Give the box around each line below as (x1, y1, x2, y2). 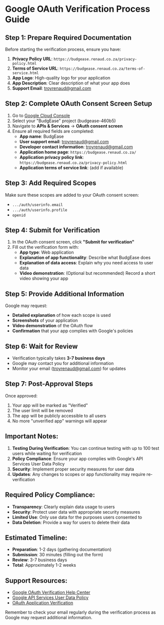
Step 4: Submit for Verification (5, 226, 100, 234)
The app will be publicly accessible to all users (12, 413, 106, 418)
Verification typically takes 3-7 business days (12, 355, 105, 361)
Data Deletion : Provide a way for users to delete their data (12, 519, 130, 525)
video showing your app (19, 276, 69, 282)
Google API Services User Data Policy (12, 595, 89, 600)
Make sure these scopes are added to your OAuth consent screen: (5, 192, 140, 198)
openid (12, 212, 26, 218)
